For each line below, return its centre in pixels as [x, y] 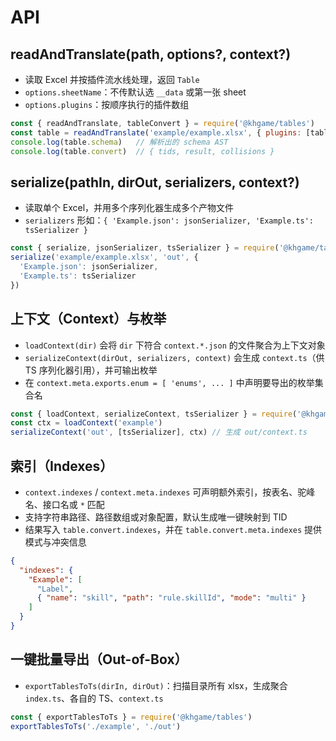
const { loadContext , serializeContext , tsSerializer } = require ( [154, 414]
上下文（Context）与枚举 [88, 319]
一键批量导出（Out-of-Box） [99, 659]
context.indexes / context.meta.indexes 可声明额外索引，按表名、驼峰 [170, 492]
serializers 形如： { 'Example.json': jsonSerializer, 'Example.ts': [169, 220]
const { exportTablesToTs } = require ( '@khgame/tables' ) [131, 717]
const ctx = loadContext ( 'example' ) [86, 423]
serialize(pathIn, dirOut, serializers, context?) [155, 182]
